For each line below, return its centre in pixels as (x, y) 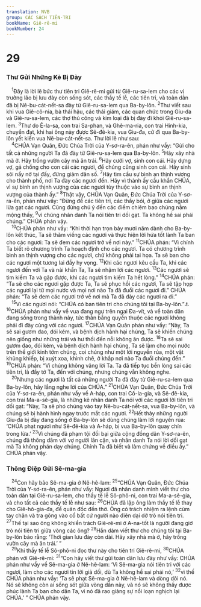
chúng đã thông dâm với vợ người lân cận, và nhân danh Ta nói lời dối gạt (97, 440)
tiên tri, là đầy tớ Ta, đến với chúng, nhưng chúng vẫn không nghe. (88, 372)
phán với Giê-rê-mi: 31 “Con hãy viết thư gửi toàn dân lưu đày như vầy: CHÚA (101, 558)
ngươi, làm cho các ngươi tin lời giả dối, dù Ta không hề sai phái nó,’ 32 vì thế (100, 571)
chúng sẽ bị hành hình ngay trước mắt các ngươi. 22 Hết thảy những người (97, 413)
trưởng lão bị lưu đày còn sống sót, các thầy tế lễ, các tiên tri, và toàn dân (97, 98)
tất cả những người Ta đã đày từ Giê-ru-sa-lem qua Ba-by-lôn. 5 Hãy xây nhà (100, 153)
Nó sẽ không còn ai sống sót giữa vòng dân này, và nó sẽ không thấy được (99, 585)
